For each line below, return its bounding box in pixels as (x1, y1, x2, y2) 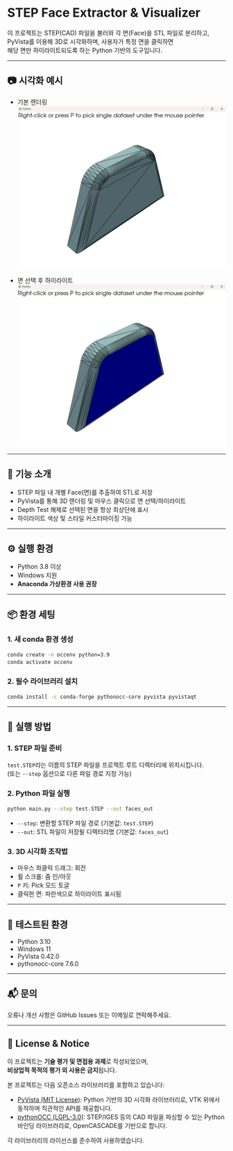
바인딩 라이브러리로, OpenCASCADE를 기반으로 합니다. (17, 1121, 168, 1129)
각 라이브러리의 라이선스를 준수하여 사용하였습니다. (7, 1136, 145, 1144)
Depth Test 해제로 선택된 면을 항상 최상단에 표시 (17, 505, 149, 513)
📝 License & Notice (7, 1038, 90, 1050)
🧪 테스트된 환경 (7, 918, 68, 930)
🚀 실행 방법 (7, 721, 52, 733)
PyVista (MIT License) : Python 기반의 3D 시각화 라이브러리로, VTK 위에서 (17, 1095, 221, 1104)
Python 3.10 (17, 937, 51, 945)
